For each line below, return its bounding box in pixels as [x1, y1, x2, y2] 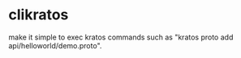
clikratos [8, 6, 69, 24]
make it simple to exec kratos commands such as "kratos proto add [8, 32, 234, 42]
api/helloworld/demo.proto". [8, 40, 102, 50]
